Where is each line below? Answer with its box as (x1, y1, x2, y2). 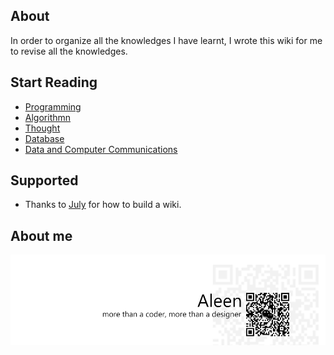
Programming (24, 100, 82, 113)
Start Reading (10, 74, 98, 91)
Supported (10, 172, 79, 189)
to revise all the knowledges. (10, 45, 128, 57)
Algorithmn (24, 111, 72, 123)
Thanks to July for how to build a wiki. (24, 199, 182, 211)
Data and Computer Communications (24, 143, 178, 155)
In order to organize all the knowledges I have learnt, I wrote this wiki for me (10, 34, 323, 46)
